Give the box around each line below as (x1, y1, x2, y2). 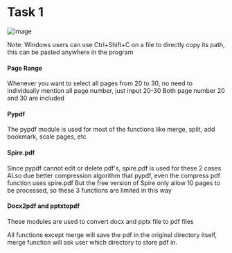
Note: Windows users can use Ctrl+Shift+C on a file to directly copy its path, (7, 40, 225, 49)
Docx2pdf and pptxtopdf (7, 202, 80, 210)
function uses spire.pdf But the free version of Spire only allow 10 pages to (7, 178, 220, 187)
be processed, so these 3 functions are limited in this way (7, 186, 172, 194)
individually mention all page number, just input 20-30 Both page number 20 (7, 87, 225, 95)
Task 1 (7, 4, 44, 20)
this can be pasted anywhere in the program (7, 48, 134, 56)
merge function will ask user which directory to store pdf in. (7, 238, 178, 246)
